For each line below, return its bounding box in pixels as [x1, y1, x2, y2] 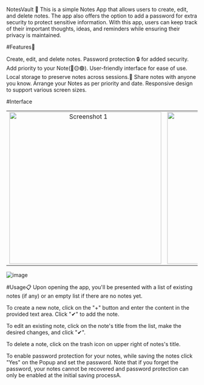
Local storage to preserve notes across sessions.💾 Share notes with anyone [6, 73, 196, 80]
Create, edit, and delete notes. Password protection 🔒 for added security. [6, 55, 189, 63]
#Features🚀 [6, 43, 35, 50]
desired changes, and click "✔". [6, 329, 86, 336]
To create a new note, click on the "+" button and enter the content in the [6, 304, 189, 311]
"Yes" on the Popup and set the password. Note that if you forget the [6, 359, 179, 366]
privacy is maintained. [6, 32, 62, 39]
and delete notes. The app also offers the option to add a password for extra [6, 12, 197, 19]
